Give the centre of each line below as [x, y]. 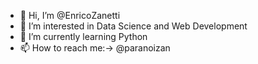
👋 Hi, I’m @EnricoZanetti [70, 15]
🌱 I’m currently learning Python [83, 36]
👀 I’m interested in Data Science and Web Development [133, 26]
